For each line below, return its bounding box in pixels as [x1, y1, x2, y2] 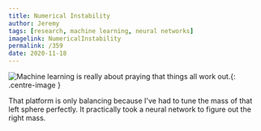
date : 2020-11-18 [8, 49, 67, 57]
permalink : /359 [8, 42, 63, 50]
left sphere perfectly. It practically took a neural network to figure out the [8, 104, 251, 114]
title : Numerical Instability [8, 11, 111, 20]
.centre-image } [8, 80, 61, 90]
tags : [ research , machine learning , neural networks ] [8, 27, 195, 35]
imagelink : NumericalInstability [8, 34, 122, 43]
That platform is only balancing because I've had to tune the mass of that [8, 96, 253, 105]
